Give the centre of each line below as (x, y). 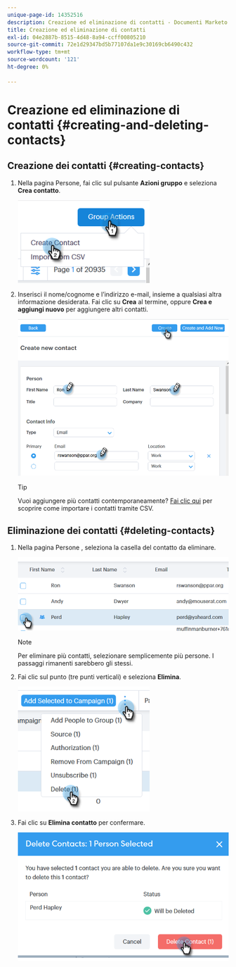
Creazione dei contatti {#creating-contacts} (106, 166)
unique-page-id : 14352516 (45, 15)
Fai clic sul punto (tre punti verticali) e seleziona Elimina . (99, 677)
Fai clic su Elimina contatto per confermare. (81, 822)
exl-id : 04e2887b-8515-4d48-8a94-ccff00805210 (77, 37)
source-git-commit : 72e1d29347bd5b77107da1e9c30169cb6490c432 (100, 45)
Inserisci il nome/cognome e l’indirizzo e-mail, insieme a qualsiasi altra (119, 294)
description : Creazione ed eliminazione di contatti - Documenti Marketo (118, 22)
